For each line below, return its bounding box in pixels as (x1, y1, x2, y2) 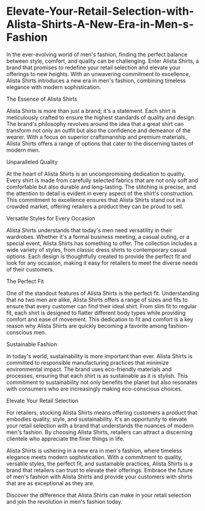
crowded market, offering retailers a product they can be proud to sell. (6, 203, 184, 210)
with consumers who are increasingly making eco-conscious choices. (6, 385, 182, 392)
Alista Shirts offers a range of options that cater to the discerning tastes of (6, 139, 194, 147)
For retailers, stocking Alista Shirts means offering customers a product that (6, 408, 198, 416)
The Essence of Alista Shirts (6, 95, 78, 103)
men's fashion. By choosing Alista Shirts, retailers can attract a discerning (6, 428, 193, 435)
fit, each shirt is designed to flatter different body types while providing (6, 309, 186, 316)
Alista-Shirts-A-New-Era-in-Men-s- (6, 17, 194, 31)
